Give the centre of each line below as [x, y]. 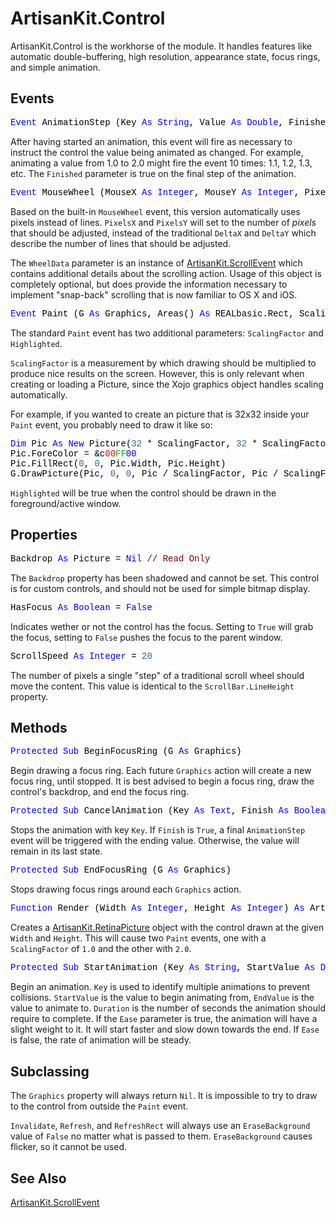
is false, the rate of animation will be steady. [101, 1040]
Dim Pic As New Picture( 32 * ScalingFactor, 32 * [134, 443]
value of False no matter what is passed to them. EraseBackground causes [161, 1136]
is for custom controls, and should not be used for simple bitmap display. [160, 588]
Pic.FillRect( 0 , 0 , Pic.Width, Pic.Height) [118, 463]
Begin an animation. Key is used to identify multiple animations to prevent [160, 987]
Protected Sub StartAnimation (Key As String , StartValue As [163, 968]
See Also [38, 1178]
